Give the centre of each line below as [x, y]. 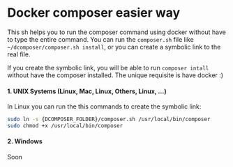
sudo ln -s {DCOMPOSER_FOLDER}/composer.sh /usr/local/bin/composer [109, 120]
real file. [19, 54]
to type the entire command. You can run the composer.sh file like [100, 39]
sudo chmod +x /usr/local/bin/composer [65, 126]
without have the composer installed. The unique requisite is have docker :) [115, 75]
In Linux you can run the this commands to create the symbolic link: [104, 106]
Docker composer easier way [94, 13]
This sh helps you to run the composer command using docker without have [117, 32]
